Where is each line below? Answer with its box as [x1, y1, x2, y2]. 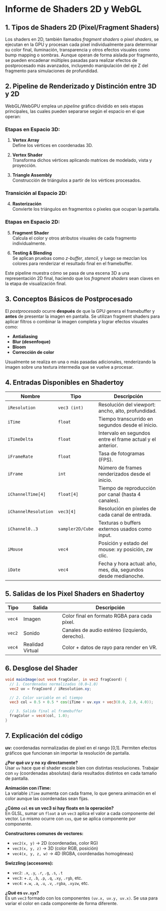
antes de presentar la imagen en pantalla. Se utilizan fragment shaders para [5, 313, 160, 319]
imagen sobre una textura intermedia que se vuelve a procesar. [5, 364, 134, 370]
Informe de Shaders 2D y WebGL [5, 3, 142, 15]
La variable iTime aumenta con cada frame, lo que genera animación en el [5, 790, 156, 796]
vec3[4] [58, 509, 76, 515]
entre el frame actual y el [98, 436, 156, 443]
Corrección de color [12, 349, 54, 355]
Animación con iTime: [5, 785, 51, 791]
